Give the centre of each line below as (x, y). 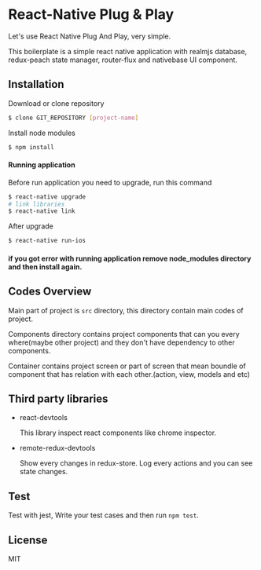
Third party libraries (58, 399)
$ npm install (31, 147)
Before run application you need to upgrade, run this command (110, 182)
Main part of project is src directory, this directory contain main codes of (126, 310)
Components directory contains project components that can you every (124, 334)
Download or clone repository (56, 103)
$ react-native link (42, 211)
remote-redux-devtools (57, 448)
